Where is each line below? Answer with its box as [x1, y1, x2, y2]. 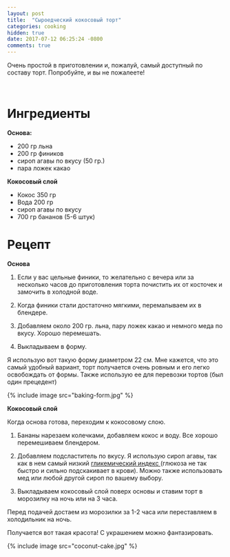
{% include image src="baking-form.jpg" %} [7, 391, 134, 399]
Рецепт [7, 237, 51, 252]
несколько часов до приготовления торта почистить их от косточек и [17, 280, 222, 288]
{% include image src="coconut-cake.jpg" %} [7, 542, 138, 550]
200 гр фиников [17, 149, 64, 157]
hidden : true [7, 29, 45, 37]
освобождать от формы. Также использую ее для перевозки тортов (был [7, 370, 224, 378]
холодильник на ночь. [7, 515, 72, 523]
